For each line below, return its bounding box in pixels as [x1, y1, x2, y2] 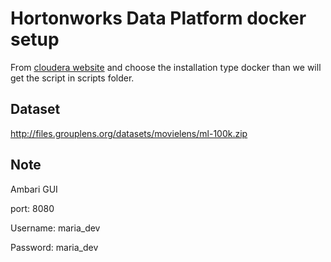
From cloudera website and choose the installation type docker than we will [10, 61, 322, 73]
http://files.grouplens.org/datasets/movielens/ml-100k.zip [10, 127, 248, 139]
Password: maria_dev [10, 241, 99, 253]
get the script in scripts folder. [10, 72, 135, 84]
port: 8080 [10, 202, 55, 214]
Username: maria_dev [10, 222, 101, 234]
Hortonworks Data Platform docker [10, 7, 307, 30]
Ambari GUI [10, 183, 58, 195]
